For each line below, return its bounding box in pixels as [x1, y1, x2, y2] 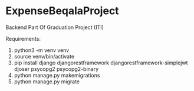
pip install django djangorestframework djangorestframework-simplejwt [14, 59, 188, 66]
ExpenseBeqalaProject [5, 4, 119, 18]
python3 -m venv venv [14, 46, 70, 54]
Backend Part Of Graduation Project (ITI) [5, 24, 104, 31]
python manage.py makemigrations [14, 71, 100, 79]
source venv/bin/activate [14, 53, 75, 60]
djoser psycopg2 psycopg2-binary [14, 65, 99, 72]
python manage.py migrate [14, 78, 80, 85]
